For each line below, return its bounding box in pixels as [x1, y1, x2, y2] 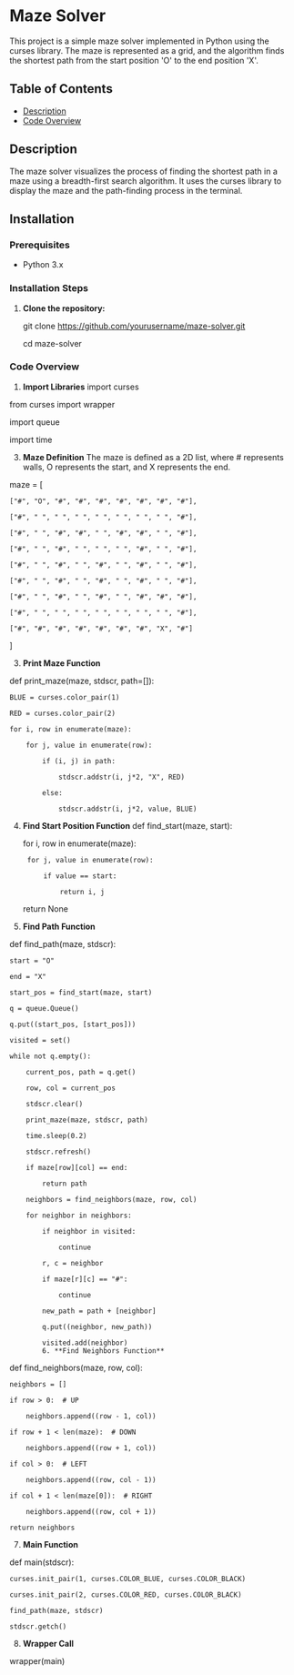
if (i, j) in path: [42, 756, 117, 765]
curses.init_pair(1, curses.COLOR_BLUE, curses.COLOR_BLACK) [9, 1574, 247, 1583]
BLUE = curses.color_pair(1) [9, 692, 120, 701]
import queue [9, 416, 61, 428]
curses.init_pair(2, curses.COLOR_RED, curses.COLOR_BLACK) [9, 1589, 243, 1599]
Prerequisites [9, 238, 70, 251]
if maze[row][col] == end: [25, 1163, 128, 1172]
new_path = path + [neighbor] [42, 1307, 157, 1316]
